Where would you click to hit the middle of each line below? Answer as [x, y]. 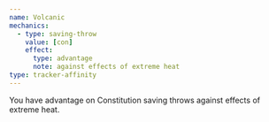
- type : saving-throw [57, 34]
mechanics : [29, 26]
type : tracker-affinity [53, 75]
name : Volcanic [37, 17]
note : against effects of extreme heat [106, 67]
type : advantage [62, 58]
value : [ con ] [49, 42]
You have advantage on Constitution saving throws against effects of [135, 100]
